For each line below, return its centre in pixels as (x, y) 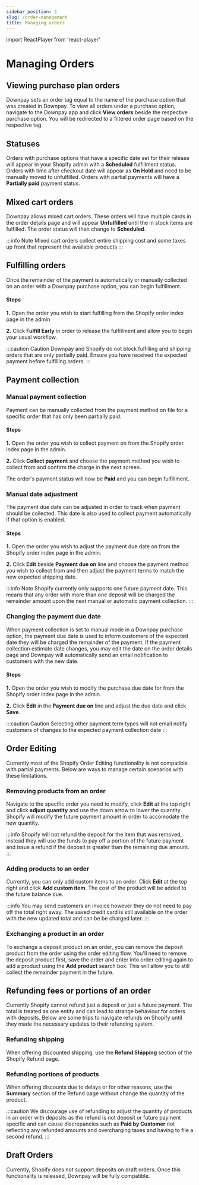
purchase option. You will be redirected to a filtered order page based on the (100, 119)
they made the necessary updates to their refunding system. (80, 1024)
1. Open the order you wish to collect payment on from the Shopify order (95, 443)
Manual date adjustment (42, 494)
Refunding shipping (35, 1039)
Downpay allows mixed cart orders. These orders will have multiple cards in (99, 216)
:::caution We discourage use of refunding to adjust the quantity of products (99, 1111)
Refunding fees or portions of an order (79, 991)
